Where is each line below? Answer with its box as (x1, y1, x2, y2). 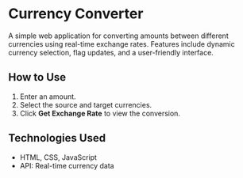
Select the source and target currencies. (19, 100, 152, 109)
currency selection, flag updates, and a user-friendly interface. (8, 47, 214, 57)
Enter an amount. (19, 92, 77, 101)
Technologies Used (8, 131, 106, 145)
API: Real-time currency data (19, 161, 114, 170)
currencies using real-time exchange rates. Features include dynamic (8, 39, 236, 48)
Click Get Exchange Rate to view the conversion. (19, 108, 181, 118)
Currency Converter (8, 5, 144, 23)
